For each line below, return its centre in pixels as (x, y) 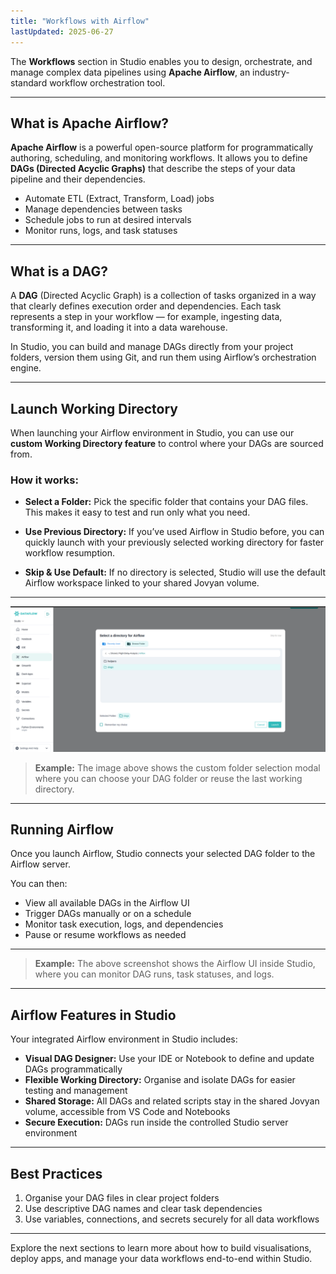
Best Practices (56, 1173)
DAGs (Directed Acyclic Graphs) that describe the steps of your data (153, 169)
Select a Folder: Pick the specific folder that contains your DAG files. (166, 502)
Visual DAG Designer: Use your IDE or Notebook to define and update (169, 1059)
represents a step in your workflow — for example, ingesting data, (146, 317)
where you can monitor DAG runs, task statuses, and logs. (154, 974)
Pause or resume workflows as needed (105, 935)
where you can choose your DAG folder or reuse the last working (168, 778)
